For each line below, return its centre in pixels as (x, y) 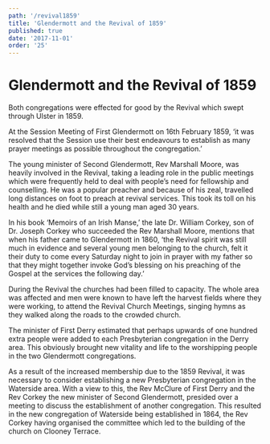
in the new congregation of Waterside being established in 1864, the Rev (128, 414)
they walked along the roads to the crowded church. (95, 315)
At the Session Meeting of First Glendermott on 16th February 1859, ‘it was (131, 132)
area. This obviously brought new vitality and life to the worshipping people (133, 348)
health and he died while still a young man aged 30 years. (104, 207)
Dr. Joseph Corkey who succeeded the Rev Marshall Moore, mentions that (131, 231)
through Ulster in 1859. (46, 116)
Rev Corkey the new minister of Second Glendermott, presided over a (123, 397)
